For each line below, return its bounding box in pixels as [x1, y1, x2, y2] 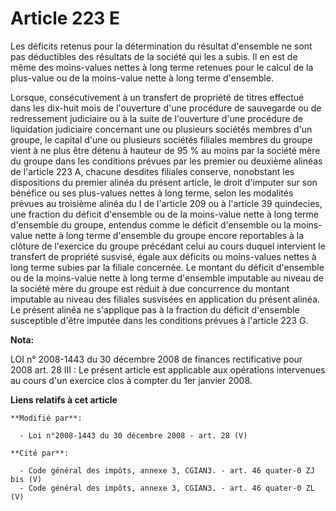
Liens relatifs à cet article [10, 393, 118, 406]
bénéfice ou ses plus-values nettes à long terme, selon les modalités [10, 187, 294, 199]
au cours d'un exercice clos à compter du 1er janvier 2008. [10, 374, 253, 386]
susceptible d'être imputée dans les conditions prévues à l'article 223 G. [10, 314, 309, 326]
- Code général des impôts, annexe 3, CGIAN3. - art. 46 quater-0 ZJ [19, 465, 315, 476]
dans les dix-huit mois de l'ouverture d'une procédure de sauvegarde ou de [10, 102, 322, 114]
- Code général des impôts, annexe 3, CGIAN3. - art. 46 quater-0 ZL [19, 483, 315, 493]
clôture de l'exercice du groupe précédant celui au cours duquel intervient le [10, 240, 326, 252]
